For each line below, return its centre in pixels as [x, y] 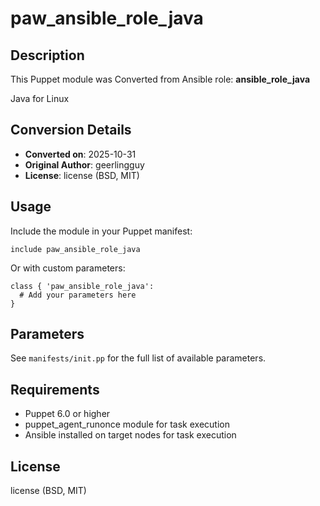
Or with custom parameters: [68, 268]
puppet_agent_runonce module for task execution [127, 424]
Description [47, 55]
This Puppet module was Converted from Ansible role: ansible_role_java [160, 79]
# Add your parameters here [78, 295]
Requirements [55, 389]
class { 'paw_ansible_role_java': [82, 286]
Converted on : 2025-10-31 [80, 154]
